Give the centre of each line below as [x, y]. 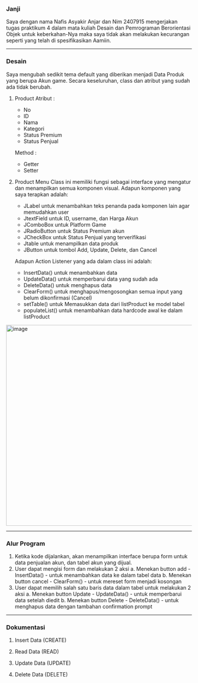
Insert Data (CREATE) [40, 640]
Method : [26, 152]
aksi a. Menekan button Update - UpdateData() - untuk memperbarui [98, 594]
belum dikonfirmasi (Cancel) [58, 298]
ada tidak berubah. [29, 87]
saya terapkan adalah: [42, 194]
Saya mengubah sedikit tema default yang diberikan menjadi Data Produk [95, 74]
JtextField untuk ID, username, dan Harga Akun [81, 218]
